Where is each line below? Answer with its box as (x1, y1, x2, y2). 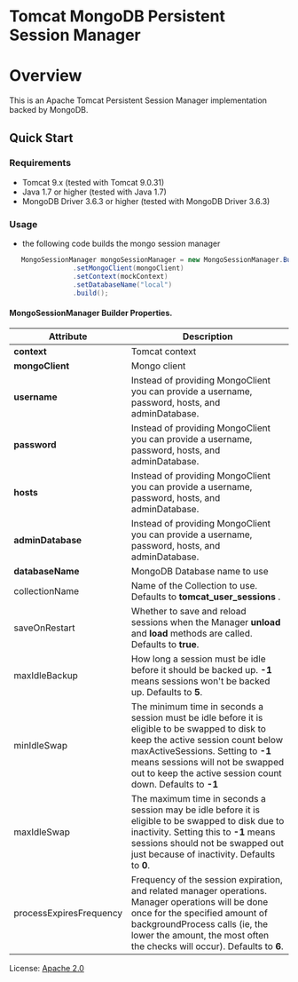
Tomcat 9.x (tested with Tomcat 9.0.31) (21, 177, 165, 187)
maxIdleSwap (13, 826, 71, 838)
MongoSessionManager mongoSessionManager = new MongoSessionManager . (20, 256, 284, 265)
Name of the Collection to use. (130, 579, 258, 591)
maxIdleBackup (13, 669, 78, 681)
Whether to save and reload (130, 605, 247, 617)
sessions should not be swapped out (130, 836, 285, 849)
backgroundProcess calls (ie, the (130, 917, 269, 930)
